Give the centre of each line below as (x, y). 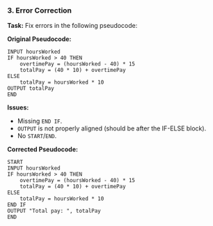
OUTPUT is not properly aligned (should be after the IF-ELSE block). (112, 128)
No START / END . (37, 136)
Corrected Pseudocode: (43, 149)
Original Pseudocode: (39, 39)
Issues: (18, 107)
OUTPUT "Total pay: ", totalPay (54, 211)
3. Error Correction (39, 10)
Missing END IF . (40, 121)
